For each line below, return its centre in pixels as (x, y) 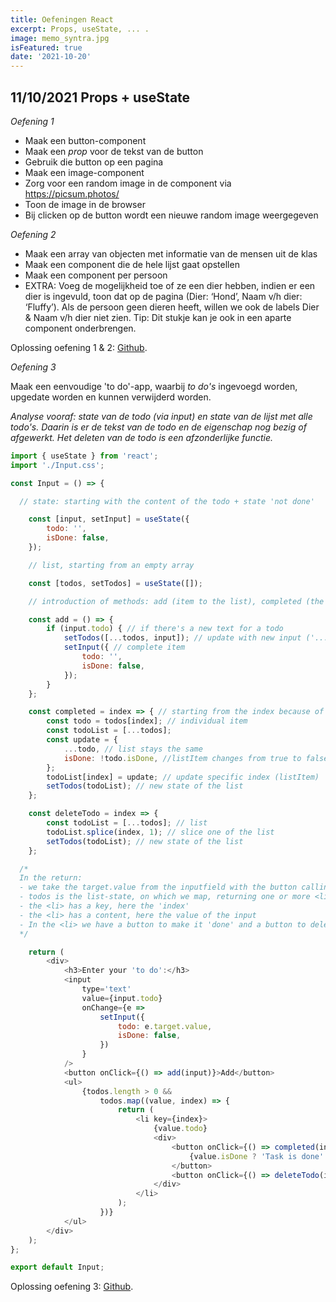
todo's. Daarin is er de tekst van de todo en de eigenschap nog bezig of (158, 427)
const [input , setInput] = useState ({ (109, 519)
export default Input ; (57, 1267)
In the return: (51, 878)
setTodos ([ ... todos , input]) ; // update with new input (182, 638)
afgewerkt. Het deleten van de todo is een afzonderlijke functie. (142, 437)
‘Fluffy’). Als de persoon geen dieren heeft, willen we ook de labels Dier (172, 307)
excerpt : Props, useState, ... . (80, 29)
